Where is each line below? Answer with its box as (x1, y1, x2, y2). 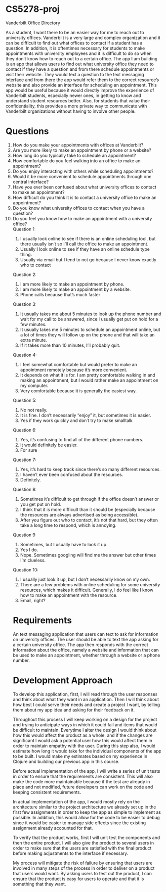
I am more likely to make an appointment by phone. (20, 281, 124, 287)
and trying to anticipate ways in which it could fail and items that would (12, 721, 158, 728)
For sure (20, 447, 38, 453)
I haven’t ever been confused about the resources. (20, 471, 123, 477)
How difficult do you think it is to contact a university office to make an (12, 194, 157, 200)
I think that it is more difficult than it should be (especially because (20, 506, 156, 513)
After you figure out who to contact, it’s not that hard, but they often (20, 517, 158, 523)
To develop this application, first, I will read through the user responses (12, 691, 158, 697)
